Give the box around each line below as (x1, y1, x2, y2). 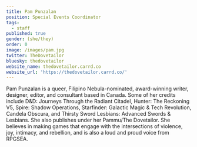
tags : (6, 19, 19, 25)
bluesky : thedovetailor (6, 58, 65, 64)
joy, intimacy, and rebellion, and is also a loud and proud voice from (6, 129, 169, 136)
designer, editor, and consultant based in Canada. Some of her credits (6, 92, 176, 99)
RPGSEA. (6, 135, 28, 142)
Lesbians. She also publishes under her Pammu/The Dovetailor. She (6, 116, 171, 124)
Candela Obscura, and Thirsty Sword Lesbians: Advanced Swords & (6, 110, 171, 117)
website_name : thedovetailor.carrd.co (6, 63, 101, 70)
